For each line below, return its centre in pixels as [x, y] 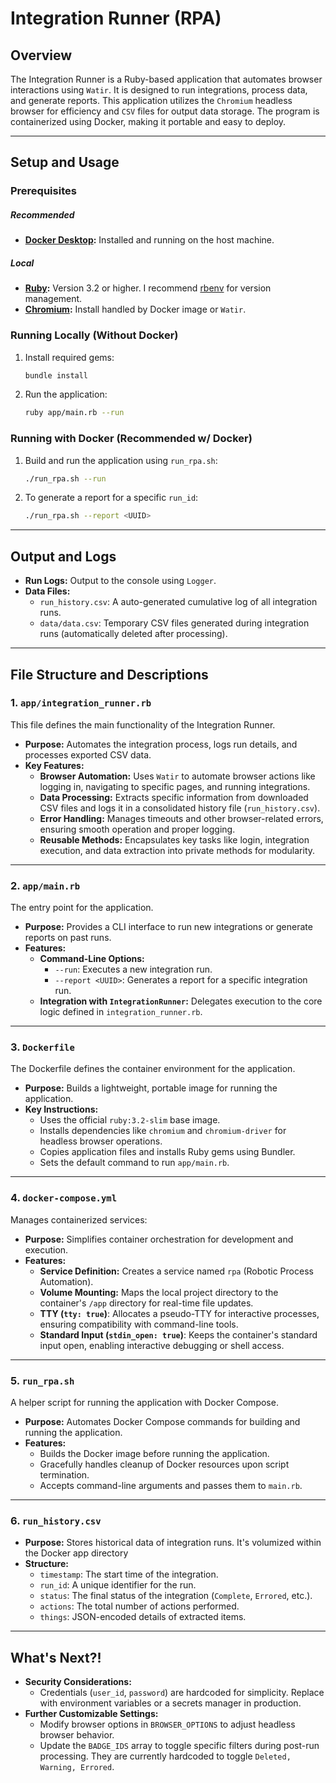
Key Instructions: [61, 1109]
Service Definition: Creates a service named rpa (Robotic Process [176, 1271]
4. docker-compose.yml [64, 1198]
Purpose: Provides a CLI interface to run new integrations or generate [168, 927]
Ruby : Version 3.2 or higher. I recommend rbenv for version [148, 288]
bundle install [56, 375]
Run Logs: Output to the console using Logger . [120, 581]
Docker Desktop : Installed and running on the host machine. [149, 240]
